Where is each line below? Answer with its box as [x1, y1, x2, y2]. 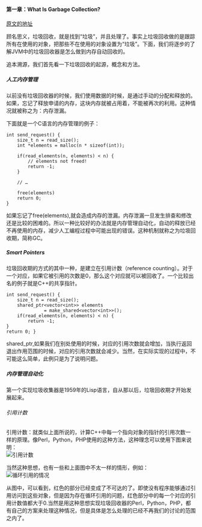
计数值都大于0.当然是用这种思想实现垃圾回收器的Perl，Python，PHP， [11, 499, 186, 506]
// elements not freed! [28, 159, 87, 165]
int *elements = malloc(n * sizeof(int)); [17, 142, 125, 149]
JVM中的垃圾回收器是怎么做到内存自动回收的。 [11, 48, 129, 55]
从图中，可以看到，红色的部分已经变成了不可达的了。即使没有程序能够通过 [6, 484, 191, 491]
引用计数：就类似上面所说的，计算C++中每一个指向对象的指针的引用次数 [6, 429, 186, 436]
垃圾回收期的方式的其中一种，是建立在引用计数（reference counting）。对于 [6, 265, 194, 272]
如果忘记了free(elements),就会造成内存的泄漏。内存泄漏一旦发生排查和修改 [6, 212, 192, 219]
